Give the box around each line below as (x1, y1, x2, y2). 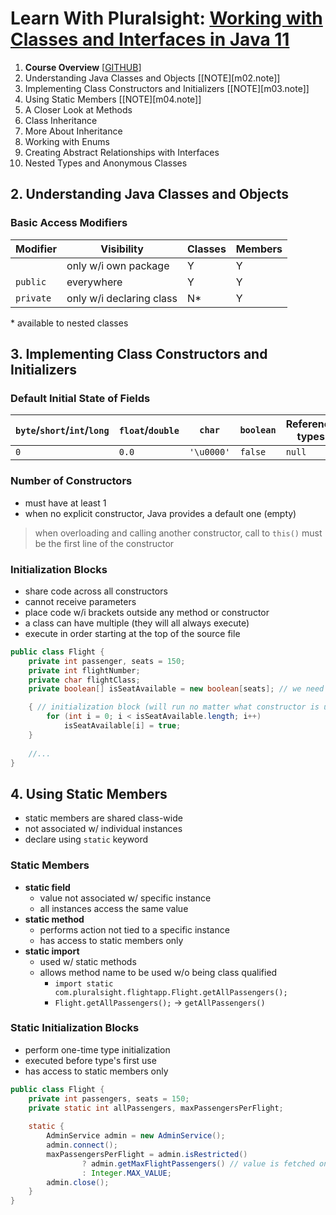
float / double (118, 423, 180, 437)
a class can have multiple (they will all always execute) (24, 617, 250, 629)
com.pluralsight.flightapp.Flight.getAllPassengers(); (54, 987, 288, 997)
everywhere (66, 275, 123, 289)
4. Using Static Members (10, 785, 168, 802)
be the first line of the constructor (34, 537, 175, 549)
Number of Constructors (10, 474, 133, 488)
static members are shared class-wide (24, 812, 183, 824)
